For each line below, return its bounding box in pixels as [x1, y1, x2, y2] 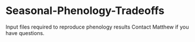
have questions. [5, 29, 45, 36]
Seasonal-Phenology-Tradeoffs [5, 4, 165, 17]
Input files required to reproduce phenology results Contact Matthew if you [5, 23, 189, 30]
